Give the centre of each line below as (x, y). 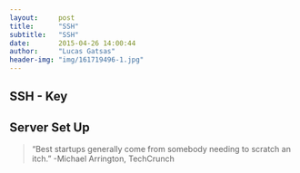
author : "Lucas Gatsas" (63, 52)
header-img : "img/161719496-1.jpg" (77, 60)
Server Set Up (50, 127)
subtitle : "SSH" (44, 34)
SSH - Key (39, 96)
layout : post (42, 18)
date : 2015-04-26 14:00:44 (73, 43)
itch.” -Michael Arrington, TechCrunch (103, 159)
